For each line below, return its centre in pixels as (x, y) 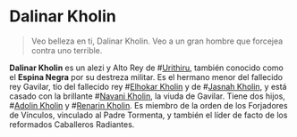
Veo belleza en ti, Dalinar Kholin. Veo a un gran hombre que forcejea (157, 41)
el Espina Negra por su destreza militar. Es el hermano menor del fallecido (146, 77)
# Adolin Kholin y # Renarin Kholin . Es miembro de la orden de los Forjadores (148, 105)
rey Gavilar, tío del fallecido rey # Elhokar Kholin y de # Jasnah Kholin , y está (148, 86)
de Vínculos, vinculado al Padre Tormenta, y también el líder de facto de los (148, 115)
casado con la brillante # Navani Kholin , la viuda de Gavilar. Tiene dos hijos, (148, 96)
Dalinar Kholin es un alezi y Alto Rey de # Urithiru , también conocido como (146, 68)
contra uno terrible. (67, 50)
